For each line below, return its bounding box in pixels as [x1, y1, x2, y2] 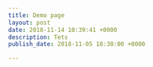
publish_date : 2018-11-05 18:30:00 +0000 [8, 41, 146, 48]
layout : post [8, 19, 51, 26]
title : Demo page [8, 11, 65, 19]
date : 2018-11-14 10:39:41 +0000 [8, 26, 118, 33]
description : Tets [8, 33, 68, 41]
